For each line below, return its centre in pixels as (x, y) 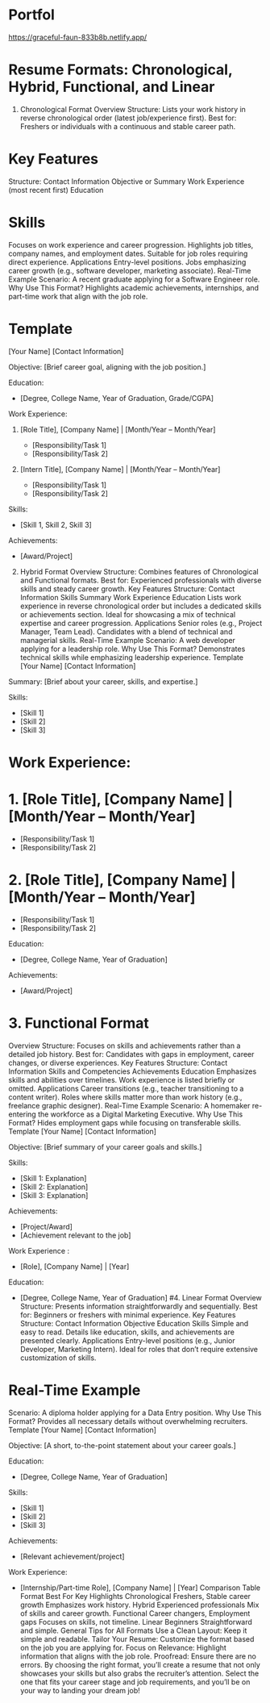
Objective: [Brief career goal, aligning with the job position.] (107, 367)
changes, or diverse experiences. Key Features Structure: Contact (118, 1062)
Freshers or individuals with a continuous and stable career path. (128, 126)
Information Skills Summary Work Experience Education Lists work (131, 597)
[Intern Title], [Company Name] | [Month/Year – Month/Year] (120, 469)
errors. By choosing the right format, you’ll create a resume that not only (140, 1664)
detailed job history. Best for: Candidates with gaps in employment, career (131, 1054)
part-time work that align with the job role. (78, 296)
